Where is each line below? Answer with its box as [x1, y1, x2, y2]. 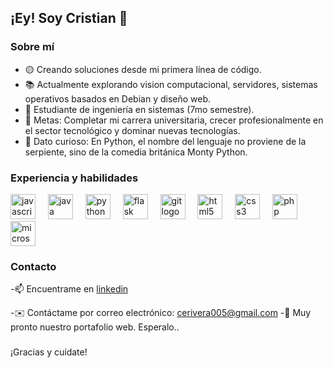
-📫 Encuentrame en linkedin [10, 283, 129, 295]
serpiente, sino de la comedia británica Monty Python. [24, 146, 248, 158]
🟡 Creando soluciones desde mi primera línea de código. [24, 63, 262, 75]
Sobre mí [10, 40, 55, 54]
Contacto [10, 259, 57, 273]
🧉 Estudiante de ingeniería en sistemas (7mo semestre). [24, 103, 255, 115]
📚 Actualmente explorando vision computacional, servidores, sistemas [24, 78, 318, 90]
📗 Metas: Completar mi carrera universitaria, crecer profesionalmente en [24, 114, 324, 126]
